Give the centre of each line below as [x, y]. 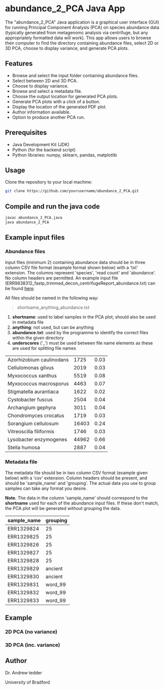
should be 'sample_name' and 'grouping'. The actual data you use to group [81, 483]
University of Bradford [27, 682]
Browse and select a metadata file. [47, 91]
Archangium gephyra [32, 407]
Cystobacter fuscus [30, 399]
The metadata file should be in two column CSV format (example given [76, 473]
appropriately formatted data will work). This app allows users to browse [78, 38]
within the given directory [38, 338]
